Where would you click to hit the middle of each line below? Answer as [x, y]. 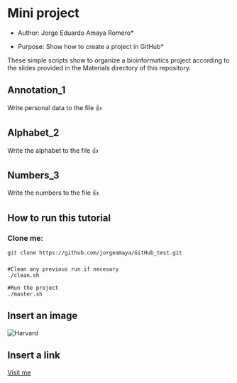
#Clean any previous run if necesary [63, 269]
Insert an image [43, 316]
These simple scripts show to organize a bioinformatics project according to [118, 60]
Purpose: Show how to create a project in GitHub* [91, 46]
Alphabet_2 [33, 133]
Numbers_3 [33, 175]
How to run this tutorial [59, 218]
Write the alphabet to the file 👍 [53, 150]
